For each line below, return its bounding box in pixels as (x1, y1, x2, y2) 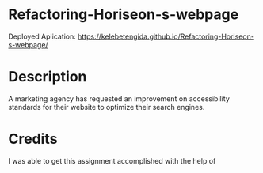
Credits (8, 130, 58, 148)
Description (8, 68, 87, 86)
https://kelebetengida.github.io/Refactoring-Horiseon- (78, 32, 255, 41)
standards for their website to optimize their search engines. (8, 102, 205, 111)
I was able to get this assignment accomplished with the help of (8, 156, 216, 165)
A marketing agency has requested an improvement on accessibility (8, 93, 230, 103)
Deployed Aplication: (8, 32, 77, 41)
